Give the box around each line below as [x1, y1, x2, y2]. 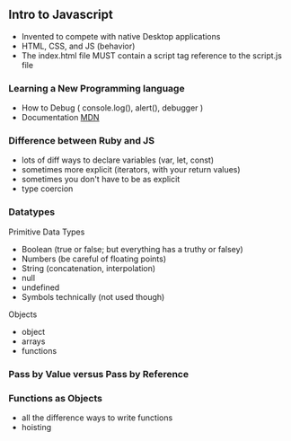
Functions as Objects [8, 392, 103, 404]
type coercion [21, 183, 74, 194]
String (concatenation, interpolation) [21, 262, 156, 273]
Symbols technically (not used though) [21, 291, 165, 302]
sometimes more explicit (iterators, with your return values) [21, 164, 241, 175]
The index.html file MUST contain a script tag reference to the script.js [21, 49, 282, 61]
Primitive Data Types [8, 226, 85, 237]
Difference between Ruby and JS [8, 135, 154, 147]
